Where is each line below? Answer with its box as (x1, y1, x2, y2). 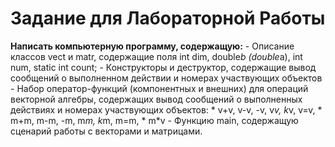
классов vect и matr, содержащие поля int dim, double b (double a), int (10, 50, 303, 62)
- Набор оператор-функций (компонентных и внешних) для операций (10, 82, 309, 94)
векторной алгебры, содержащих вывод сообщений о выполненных (10, 93, 303, 105)
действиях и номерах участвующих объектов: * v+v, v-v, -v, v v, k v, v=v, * (10, 103, 323, 116)
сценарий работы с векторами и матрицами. (10, 125, 203, 137)
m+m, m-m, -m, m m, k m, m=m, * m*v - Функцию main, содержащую (10, 114, 299, 126)
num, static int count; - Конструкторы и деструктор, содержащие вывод (10, 61, 317, 73)
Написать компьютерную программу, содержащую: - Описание (10, 40, 295, 52)
